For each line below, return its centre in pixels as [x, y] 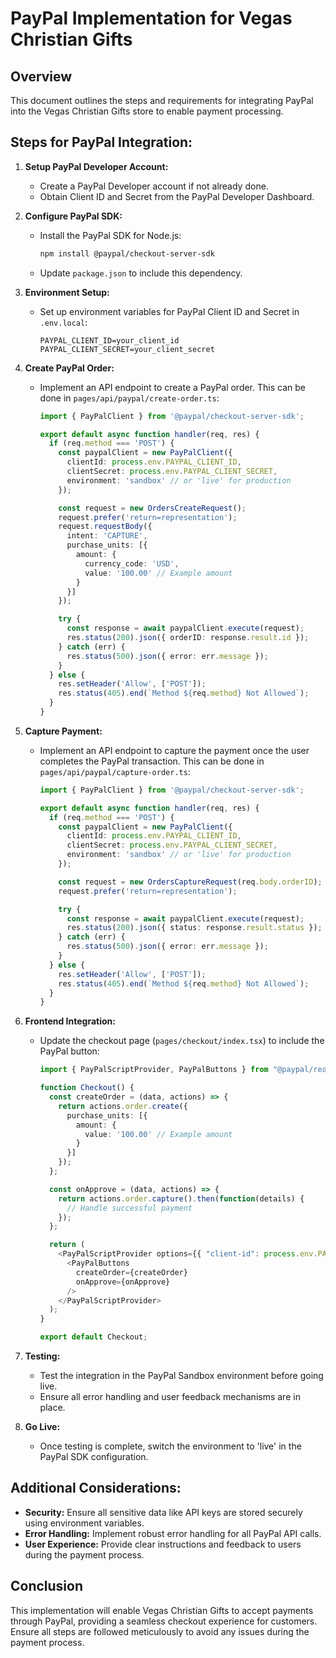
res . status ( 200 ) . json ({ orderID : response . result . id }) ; [188, 638]
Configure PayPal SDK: [73, 216]
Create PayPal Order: [69, 368]
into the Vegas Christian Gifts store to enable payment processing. [147, 111]
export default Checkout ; [93, 1337]
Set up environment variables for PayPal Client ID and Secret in [169, 311]
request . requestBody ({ [105, 527]
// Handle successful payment [129, 1208]
